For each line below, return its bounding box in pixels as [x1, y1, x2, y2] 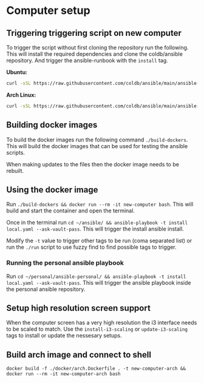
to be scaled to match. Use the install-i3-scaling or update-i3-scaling [6, 325, 188, 333]
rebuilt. [6, 167, 24, 174]
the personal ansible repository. [6, 285, 86, 293]
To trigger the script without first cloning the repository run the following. [6, 44, 189, 51]
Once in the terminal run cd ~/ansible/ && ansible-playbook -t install [6, 219, 188, 226]
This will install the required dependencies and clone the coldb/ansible [6, 50, 183, 58]
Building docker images [6, 120, 98, 130]
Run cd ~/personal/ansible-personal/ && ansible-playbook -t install [6, 273, 186, 280]
